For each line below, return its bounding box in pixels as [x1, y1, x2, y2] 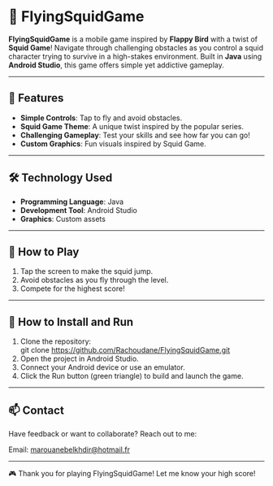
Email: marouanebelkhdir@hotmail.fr [8, 445, 130, 454]
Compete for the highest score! [19, 284, 125, 293]
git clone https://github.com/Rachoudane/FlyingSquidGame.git [19, 345, 231, 355]
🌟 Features [8, 91, 64, 105]
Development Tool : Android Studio [19, 205, 138, 215]
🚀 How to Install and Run [8, 315, 134, 328]
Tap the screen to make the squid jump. [19, 267, 154, 276]
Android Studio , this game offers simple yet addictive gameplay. [8, 60, 225, 70]
